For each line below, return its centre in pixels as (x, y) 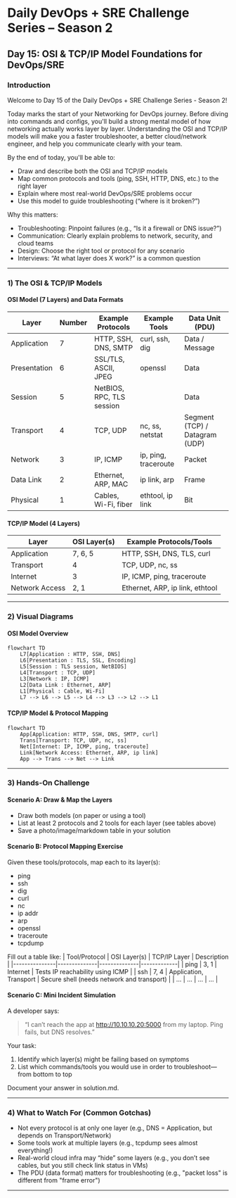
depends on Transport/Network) (64, 1135)
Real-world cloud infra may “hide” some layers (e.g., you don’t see (113, 1158)
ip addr (28, 913)
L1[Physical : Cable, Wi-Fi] (63, 691)
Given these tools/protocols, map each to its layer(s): (84, 862)
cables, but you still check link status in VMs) (83, 1166)
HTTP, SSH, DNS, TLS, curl (166, 554)
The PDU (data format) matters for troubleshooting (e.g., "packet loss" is (123, 1173)
